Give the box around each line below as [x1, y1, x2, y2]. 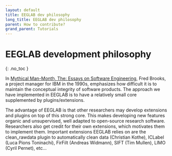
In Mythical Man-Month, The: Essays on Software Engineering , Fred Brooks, [5, 75, 166, 82]
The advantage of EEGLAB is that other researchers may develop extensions [5, 107, 167, 113]
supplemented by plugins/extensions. [5, 97, 85, 103]
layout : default [5, 7, 40, 13]
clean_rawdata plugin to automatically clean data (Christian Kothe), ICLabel [5, 134, 164, 141]
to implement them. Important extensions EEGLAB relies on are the [5, 129, 146, 135]
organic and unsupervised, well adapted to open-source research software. [5, 118, 165, 124]
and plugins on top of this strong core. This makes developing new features [5, 113, 165, 119]
